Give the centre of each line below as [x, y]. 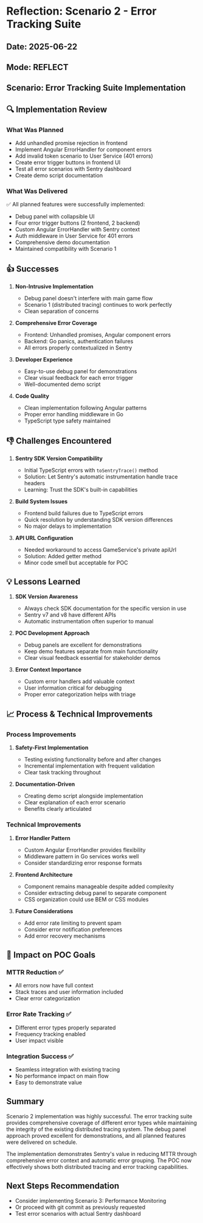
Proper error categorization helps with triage [80, 694]
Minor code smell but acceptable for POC [76, 562]
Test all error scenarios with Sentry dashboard [73, 169]
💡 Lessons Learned [43, 582]
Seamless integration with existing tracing [67, 1070]
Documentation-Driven [45, 784]
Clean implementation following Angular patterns [85, 408]
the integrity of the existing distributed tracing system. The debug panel [96, 1129]
